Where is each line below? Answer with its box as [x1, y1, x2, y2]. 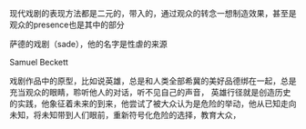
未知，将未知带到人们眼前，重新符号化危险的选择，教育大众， [9, 110, 241, 120]
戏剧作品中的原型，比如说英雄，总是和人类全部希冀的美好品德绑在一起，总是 [9, 75, 297, 86]
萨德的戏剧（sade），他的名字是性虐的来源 [9, 39, 168, 49]
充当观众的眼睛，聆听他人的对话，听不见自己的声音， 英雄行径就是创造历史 [9, 87, 291, 97]
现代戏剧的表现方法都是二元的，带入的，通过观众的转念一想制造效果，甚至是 [9, 8, 297, 18]
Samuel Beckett [9, 57, 68, 67]
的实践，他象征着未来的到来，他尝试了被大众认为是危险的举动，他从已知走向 [9, 98, 297, 109]
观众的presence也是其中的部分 [9, 19, 125, 30]
